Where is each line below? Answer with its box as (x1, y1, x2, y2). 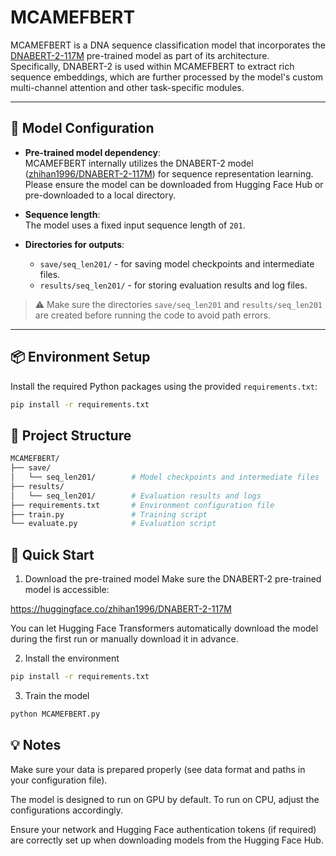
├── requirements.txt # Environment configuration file (10, 500, 275, 510)
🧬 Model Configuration (10, 120, 155, 137)
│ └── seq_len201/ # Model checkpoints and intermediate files (10, 472, 320, 482)
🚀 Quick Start (10, 546, 95, 563)
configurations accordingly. (10, 804, 124, 816)
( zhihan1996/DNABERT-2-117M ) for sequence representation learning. (24, 167, 314, 180)
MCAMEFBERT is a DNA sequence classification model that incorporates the (10, 39, 326, 51)
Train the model (24, 689, 90, 701)
